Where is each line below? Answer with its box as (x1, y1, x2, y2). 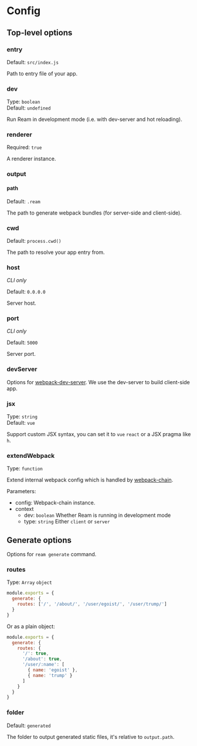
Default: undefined (6, 104, 51, 111)
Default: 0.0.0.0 (6, 288, 46, 295)
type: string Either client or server (23, 518, 110, 525)
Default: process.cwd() (6, 237, 62, 244)
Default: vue (6, 420, 35, 427)
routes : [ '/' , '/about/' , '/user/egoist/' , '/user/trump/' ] (17, 601, 167, 608)
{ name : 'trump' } (28, 672, 73, 678)
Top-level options (6, 28, 73, 38)
